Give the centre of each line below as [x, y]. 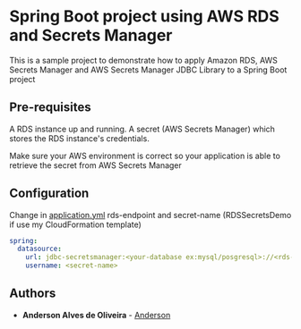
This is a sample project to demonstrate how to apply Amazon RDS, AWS [143, 60]
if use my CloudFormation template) [75, 224]
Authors [33, 294]
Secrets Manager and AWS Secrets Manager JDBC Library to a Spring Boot [148, 70]
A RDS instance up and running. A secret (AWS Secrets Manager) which [142, 129]
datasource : [40, 249]
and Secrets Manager [91, 35]
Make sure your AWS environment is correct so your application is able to [145, 156]
